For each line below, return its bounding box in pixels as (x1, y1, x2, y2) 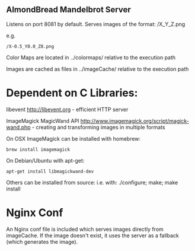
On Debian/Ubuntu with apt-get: (6, 157, 85, 164)
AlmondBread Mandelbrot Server (6, 5, 132, 15)
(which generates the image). (6, 238, 78, 245)
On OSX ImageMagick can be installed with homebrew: (6, 135, 141, 142)
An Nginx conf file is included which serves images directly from (6, 225, 164, 233)
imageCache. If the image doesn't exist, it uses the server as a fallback (6, 231, 179, 239)
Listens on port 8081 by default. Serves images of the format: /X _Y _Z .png (6, 20, 186, 27)
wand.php (6, 123, 31, 131)
